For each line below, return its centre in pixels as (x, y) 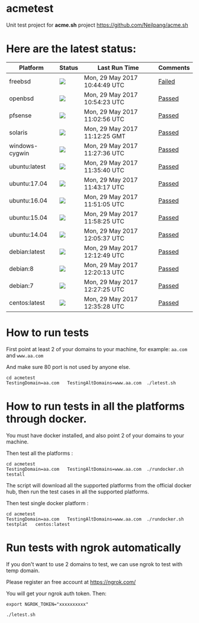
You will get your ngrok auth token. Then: (56, 593)
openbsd (22, 98)
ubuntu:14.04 (28, 235)
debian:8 (21, 268)
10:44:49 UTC (104, 85)
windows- (24, 146)
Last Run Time (118, 68)
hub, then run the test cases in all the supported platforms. (78, 492)
